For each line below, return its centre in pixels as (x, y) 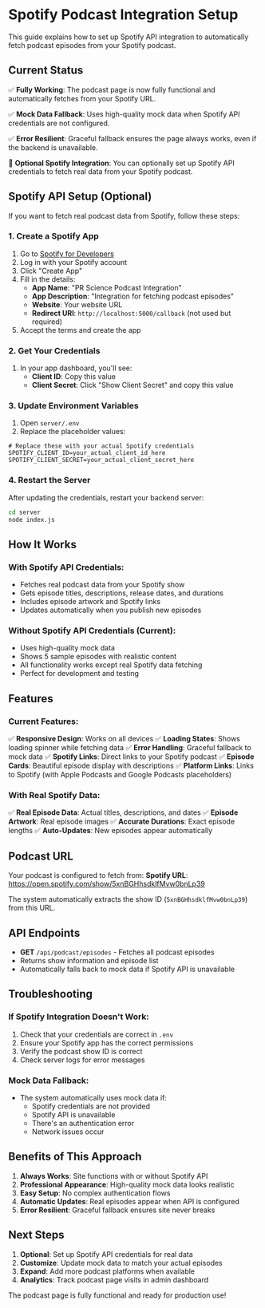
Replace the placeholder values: (73, 432)
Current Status (46, 71)
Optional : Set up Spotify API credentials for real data (106, 1254)
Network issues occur (68, 1132)
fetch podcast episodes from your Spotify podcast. (92, 45)
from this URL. (32, 908)
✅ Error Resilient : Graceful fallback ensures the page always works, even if (132, 138)
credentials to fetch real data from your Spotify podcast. (101, 171)
